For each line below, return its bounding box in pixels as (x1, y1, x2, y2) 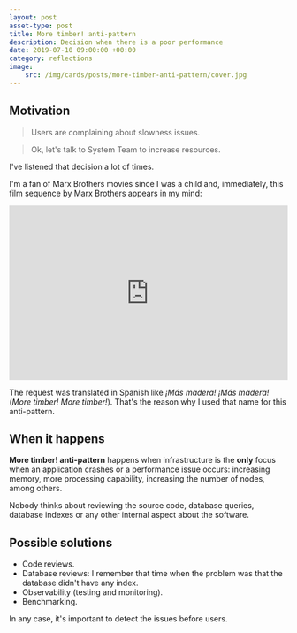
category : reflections (9, 54, 93, 63)
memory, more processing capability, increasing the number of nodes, (9, 474, 265, 484)
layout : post (9, 12, 57, 22)
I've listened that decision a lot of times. (9, 161, 155, 172)
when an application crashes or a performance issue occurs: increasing (9, 464, 270, 475)
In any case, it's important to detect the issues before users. (9, 614, 228, 624)
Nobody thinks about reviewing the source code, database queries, (9, 500, 255, 511)
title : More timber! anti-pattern (9, 29, 137, 38)
